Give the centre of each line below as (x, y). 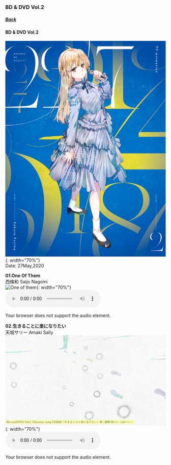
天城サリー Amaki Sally (29, 332)
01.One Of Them (23, 275)
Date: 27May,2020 (25, 265)
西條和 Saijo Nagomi (26, 281)
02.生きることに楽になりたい (36, 326)
